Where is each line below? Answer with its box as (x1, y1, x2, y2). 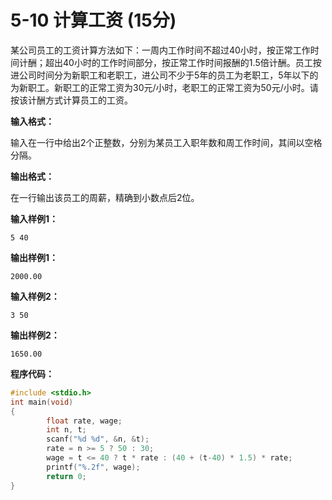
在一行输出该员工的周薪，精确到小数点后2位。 (10, 191, 200, 203)
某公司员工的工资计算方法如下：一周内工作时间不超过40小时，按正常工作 (10, 44, 311, 56)
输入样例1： (10, 212, 59, 225)
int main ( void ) (10, 397, 74, 407)
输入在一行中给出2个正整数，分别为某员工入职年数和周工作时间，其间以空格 (10, 136, 323, 148)
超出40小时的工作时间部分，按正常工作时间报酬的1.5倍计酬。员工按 (44, 56, 322, 68)
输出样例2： (10, 329, 60, 341)
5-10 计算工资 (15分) (10, 9, 177, 32)
